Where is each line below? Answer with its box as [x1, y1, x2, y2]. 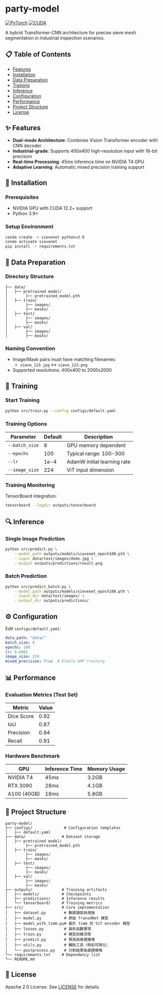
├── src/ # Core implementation [5, 905, 110, 910]
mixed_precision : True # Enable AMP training [5, 659, 105, 664]
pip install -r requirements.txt [5, 244, 76, 249]
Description [84, 433, 113, 440]
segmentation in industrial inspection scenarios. [5, 35, 105, 41]
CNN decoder [12, 142, 42, 148]
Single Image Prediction [5, 535, 65, 542]
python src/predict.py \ [5, 546, 58, 552]
